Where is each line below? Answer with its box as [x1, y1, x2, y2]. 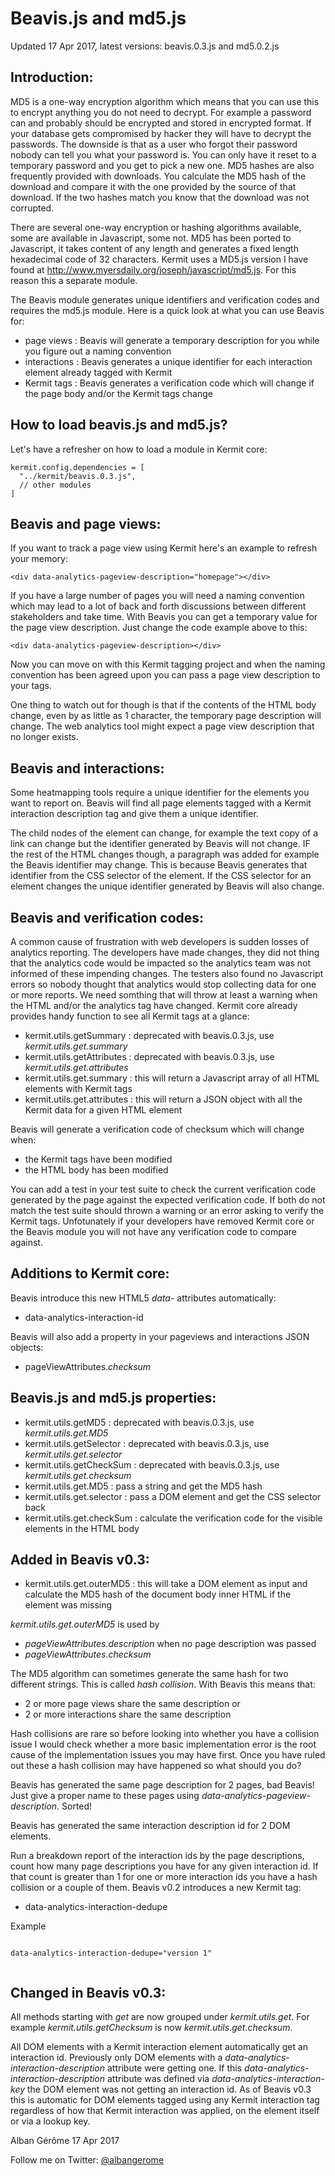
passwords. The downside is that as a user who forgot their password [10, 138, 298, 150]
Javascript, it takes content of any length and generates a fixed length [10, 242, 299, 254]
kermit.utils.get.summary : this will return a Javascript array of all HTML [24, 1072, 320, 1084]
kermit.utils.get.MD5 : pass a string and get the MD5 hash [24, 1480, 263, 1492]
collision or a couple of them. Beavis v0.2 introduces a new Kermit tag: [10, 1882, 302, 1894]
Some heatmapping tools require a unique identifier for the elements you [10, 787, 310, 799]
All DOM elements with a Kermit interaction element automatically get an [10, 2041, 309, 2053]
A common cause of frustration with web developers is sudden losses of [10, 936, 310, 947]
